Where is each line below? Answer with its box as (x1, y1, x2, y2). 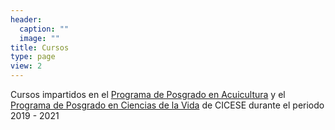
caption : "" (19, 24, 70, 34)
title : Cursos (10, 42, 70, 53)
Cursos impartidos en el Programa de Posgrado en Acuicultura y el (10, 89, 286, 100)
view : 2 (10, 61, 43, 71)
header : (10, 14, 43, 25)
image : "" (19, 33, 60, 43)
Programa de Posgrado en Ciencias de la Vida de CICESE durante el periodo (10, 99, 325, 111)
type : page (10, 52, 56, 62)
